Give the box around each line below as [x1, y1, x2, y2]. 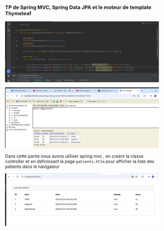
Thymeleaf [5, 10, 32, 17]
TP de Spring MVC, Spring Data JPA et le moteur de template [5, 4, 152, 11]
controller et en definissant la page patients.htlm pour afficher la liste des [5, 158, 155, 164]
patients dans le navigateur [5, 163, 60, 169]
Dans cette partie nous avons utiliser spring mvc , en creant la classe [5, 153, 144, 159]
